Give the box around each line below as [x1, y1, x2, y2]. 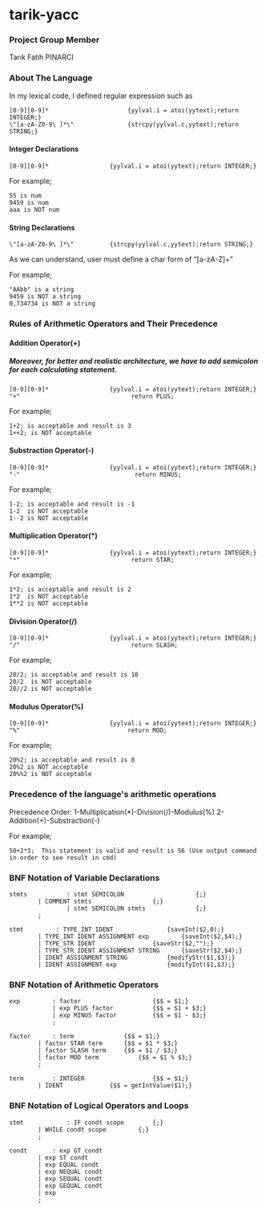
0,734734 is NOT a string [9, 299, 95, 308]
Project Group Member [9, 35, 100, 46]
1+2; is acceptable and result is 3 [9, 421, 131, 430]
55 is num [9, 191, 42, 200]
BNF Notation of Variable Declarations [9, 872, 160, 884]
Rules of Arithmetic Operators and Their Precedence [9, 319, 219, 330]
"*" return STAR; [9, 556, 175, 564]
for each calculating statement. [9, 365, 118, 375]
